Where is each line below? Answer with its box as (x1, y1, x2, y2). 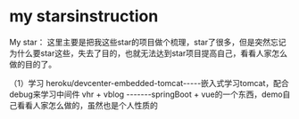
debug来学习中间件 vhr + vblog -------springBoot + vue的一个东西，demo (9, 89, 283, 99)
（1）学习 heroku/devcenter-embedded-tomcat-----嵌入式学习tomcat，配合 (9, 77, 290, 88)
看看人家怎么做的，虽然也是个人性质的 (16, 99, 158, 110)
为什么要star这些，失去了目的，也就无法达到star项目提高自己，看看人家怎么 (9, 47, 288, 59)
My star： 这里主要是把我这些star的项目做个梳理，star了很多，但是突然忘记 (9, 36, 287, 47)
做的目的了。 (9, 59, 56, 69)
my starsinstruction (9, 6, 159, 27)
